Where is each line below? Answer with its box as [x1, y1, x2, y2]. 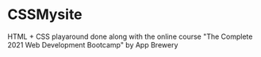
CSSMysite [7, 6, 83, 24]
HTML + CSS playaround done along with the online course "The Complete [7, 32, 253, 41]
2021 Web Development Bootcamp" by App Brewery [7, 40, 178, 49]
